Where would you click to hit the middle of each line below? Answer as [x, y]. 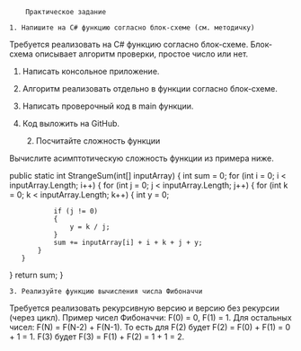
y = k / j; [90, 227]
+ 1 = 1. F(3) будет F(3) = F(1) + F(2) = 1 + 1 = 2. [97, 337]
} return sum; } [36, 275]
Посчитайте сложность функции [98, 141]
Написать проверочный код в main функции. [108, 106]
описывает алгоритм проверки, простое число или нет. [142, 54]
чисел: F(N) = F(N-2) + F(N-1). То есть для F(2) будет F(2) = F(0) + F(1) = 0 [150, 327]
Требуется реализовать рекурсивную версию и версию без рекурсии [145, 308]
